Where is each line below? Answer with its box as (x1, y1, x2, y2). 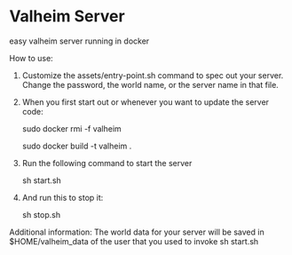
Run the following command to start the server (21, 157, 193, 168)
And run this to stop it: (21, 192, 104, 203)
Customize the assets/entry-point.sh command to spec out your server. (21, 69, 284, 81)
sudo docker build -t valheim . (21, 140, 132, 151)
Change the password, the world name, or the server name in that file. (21, 79, 280, 90)
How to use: (9, 52, 53, 63)
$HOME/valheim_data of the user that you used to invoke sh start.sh (9, 235, 259, 246)
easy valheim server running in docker (9, 36, 150, 46)
